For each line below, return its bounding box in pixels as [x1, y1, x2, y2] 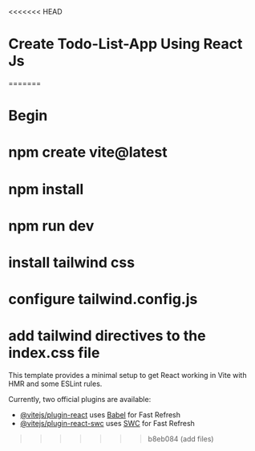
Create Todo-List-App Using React [8, 35, 243, 53]
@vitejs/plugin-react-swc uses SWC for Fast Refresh [19, 419, 195, 428]
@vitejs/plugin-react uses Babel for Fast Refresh [19, 410, 181, 420]
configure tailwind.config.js [8, 291, 198, 308]
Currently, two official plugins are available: [8, 395, 152, 404]
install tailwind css [8, 253, 135, 271]
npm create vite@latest [8, 144, 168, 161]
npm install [8, 180, 84, 198]
